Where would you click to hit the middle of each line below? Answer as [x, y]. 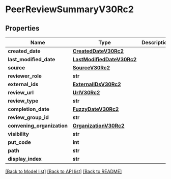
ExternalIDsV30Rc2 [97, 84]
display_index [25, 159]
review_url [21, 93]
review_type [23, 101]
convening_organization [38, 126]
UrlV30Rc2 [86, 93]
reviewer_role [25, 76]
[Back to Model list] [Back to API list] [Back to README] [64, 171]
